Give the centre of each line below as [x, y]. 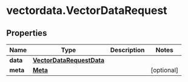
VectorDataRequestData [69, 60]
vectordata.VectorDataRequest [87, 11]
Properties [27, 33]
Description [127, 50]
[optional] [165, 70]
